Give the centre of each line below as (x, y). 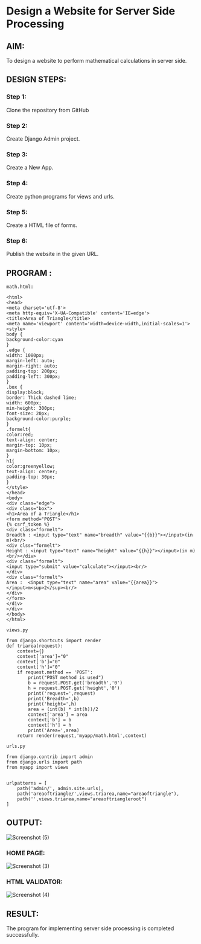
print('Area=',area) (54, 730)
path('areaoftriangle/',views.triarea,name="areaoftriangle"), (98, 794)
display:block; (25, 392)
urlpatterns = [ (27, 783)
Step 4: (17, 183)
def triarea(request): (35, 646)
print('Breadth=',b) (54, 698)
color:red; (20, 435)
